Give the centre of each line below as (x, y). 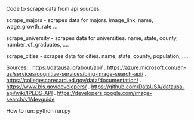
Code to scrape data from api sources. (54, 9)
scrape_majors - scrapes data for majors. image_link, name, (80, 20)
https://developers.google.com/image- (105, 93)
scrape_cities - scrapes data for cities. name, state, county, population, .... (97, 56)
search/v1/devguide (30, 99)
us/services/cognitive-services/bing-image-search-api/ (75, 74)
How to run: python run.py (39, 111)
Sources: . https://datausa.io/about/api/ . (56, 67)
